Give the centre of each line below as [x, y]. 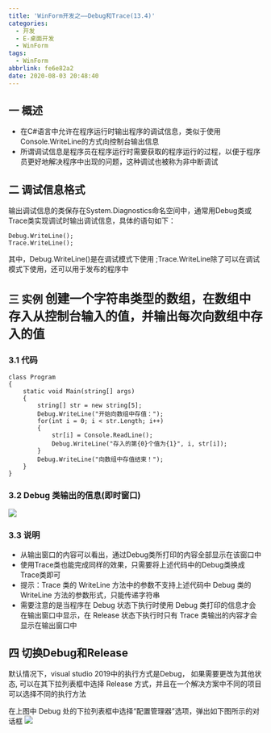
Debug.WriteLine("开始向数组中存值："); [100, 414]
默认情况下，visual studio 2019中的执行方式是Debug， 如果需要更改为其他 [132, 674]
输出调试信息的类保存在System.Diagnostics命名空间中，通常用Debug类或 [130, 211]
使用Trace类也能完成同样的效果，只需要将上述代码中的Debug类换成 [133, 564]
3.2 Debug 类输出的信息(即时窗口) [75, 495]
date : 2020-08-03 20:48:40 [54, 76]
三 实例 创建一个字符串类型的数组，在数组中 [130, 299]
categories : [28, 23]
